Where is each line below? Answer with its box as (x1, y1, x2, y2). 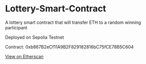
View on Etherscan (5, 53, 44, 60)
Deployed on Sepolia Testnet (5, 34, 64, 40)
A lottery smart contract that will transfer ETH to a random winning (5, 19, 142, 25)
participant (5, 24, 27, 30)
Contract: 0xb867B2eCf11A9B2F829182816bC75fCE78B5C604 (5, 44, 134, 50)
